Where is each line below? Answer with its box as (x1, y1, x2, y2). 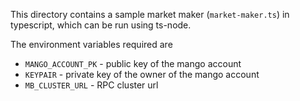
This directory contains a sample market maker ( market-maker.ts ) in (10, 9, 290, 20)
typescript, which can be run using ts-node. (10, 19, 192, 31)
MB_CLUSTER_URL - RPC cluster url (24, 79, 159, 91)
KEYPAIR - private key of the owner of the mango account (24, 69, 260, 80)
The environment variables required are (10, 39, 173, 50)
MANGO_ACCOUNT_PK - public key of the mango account (24, 58, 242, 69)
